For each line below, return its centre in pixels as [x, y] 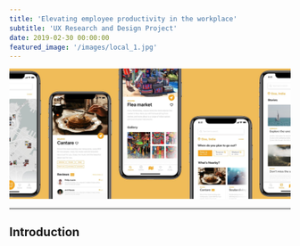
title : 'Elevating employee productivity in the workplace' [124, 19]
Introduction [45, 232]
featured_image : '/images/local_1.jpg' [83, 47]
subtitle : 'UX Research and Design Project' [93, 28]
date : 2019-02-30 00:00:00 [59, 37]
